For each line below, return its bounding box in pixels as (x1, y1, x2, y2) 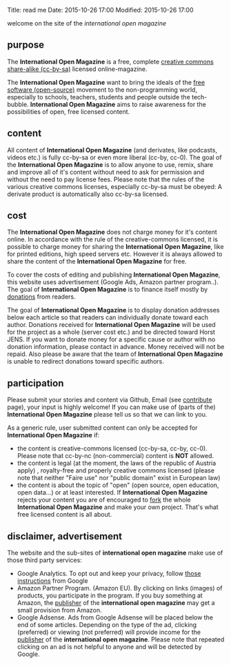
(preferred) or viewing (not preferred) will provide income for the (17, 628, 201, 637)
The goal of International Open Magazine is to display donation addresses (7, 306, 220, 315)
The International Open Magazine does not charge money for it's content (7, 228, 217, 237)
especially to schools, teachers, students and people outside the (7, 92, 191, 101)
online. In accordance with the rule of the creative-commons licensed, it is (7, 235, 219, 244)
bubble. (7, 100, 29, 108)
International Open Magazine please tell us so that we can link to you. (7, 410, 208, 419)
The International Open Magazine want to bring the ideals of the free (7, 78, 205, 86)
